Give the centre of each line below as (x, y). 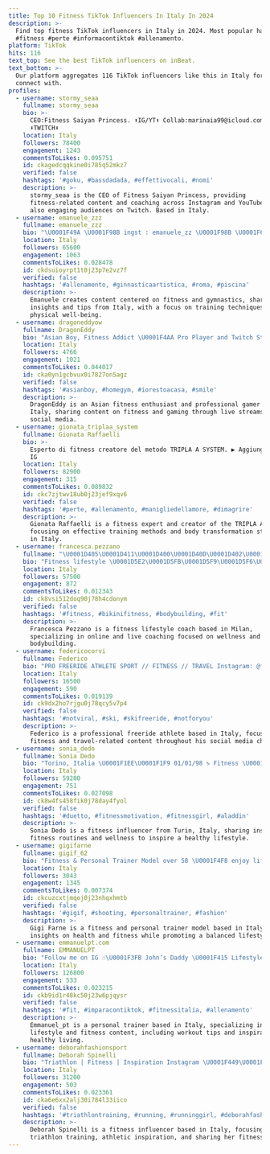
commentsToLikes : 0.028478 (68, 262)
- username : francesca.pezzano (68, 547)
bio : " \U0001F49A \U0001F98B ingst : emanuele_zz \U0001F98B (127, 233)
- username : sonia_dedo (55, 749)
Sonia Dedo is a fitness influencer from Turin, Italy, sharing (139, 831)
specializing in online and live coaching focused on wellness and (145, 636)
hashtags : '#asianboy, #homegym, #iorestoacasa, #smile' (120, 390)
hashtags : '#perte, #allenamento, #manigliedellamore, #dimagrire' (138, 509)
